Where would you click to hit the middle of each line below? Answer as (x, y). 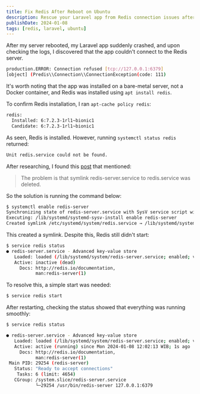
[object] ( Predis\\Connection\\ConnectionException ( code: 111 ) (86, 75)
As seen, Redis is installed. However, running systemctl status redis (91, 138)
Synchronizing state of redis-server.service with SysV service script (97, 212)
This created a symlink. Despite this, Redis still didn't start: (78, 235)
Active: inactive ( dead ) (45, 262)
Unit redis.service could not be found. (57, 155)
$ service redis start (34, 296)
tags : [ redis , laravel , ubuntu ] (46, 28)
